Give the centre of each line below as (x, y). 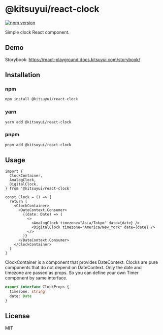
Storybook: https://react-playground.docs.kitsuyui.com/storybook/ (73, 60)
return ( (18, 202)
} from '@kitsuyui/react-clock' (38, 189)
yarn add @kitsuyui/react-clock (38, 122)
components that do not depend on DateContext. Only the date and (73, 268)
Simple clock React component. (37, 32)
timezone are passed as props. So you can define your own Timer (72, 273)
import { (14, 171)
